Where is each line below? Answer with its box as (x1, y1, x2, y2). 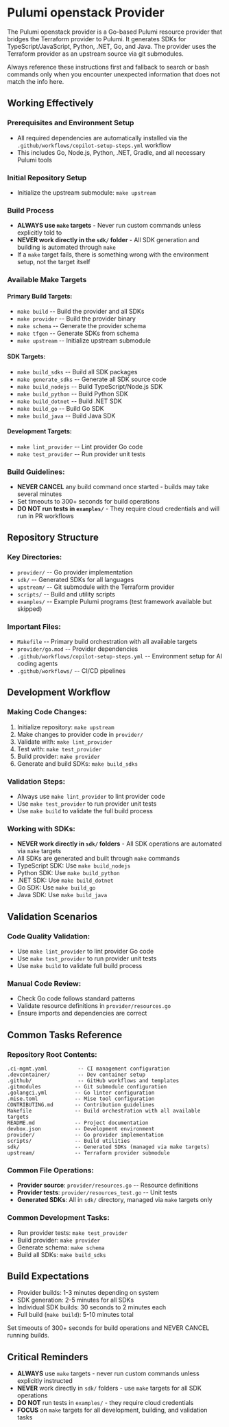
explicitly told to (16, 228, 62, 237)
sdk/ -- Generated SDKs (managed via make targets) (7, 1144, 210, 1150)
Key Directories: (7, 552, 62, 562)
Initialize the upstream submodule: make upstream (16, 188, 156, 197)
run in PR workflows (16, 512, 74, 520)
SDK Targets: (7, 352, 46, 361)
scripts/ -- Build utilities (7, 1137, 130, 1144)
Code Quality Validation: (7, 931, 91, 941)
